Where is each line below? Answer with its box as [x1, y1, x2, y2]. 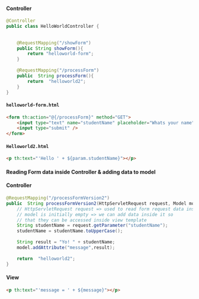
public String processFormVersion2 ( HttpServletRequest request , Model [6, 200, 187, 207]
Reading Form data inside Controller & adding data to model [6, 168, 156, 175]
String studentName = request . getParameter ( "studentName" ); [17, 223, 168, 229]
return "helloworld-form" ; [27, 51, 94, 57]
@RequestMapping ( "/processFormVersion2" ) [6, 195, 110, 201]
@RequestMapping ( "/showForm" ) [17, 40, 92, 46]
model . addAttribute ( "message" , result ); [17, 245, 115, 250]
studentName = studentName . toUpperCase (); [17, 228, 123, 234]
